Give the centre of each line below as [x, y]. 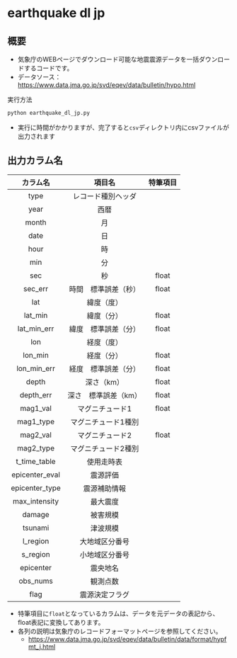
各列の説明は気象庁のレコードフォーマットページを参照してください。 [120, 631]
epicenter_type [36, 488]
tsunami [36, 528]
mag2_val [36, 435]
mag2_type [36, 448]
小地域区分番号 [104, 555]
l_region [36, 541]
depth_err [36, 395]
